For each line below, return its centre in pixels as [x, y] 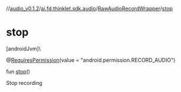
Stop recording [24, 83]
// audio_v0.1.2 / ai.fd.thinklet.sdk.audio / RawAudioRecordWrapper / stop [89, 9]
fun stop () [18, 71]
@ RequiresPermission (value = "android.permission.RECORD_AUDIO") [91, 60]
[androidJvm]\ [24, 48]
